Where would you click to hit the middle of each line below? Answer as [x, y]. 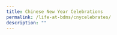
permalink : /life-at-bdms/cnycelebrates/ [59, 17]
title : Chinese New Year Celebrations [55, 12]
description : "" [26, 23]
